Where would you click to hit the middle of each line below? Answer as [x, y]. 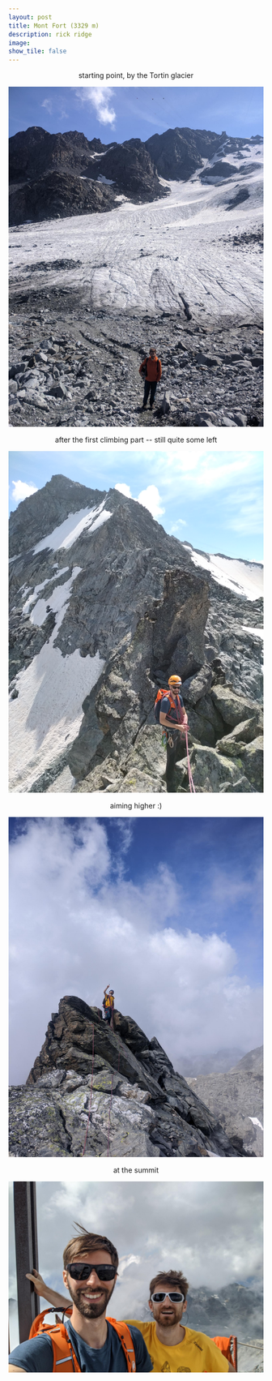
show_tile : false [38, 51]
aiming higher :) [136, 806]
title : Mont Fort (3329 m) [54, 26]
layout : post [30, 17]
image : [19, 43]
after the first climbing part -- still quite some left [136, 440]
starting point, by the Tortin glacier [136, 75]
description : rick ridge [50, 34]
